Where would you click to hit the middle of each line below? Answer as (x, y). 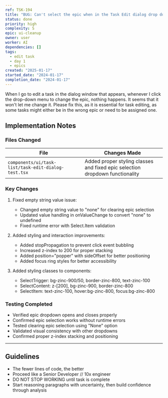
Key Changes (22, 189)
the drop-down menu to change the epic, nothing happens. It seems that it (82, 99)
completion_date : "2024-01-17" (38, 80)
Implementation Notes (41, 126)
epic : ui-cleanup (23, 33)
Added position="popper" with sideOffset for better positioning (85, 256)
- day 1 (18, 61)
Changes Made (122, 153)
